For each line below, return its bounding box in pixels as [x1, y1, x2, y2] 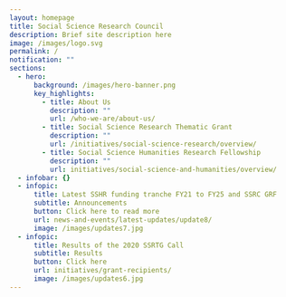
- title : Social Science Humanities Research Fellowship [42, 148, 261, 157]
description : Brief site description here [9, 30, 172, 39]
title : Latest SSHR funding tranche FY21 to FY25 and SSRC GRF [33, 190, 278, 199]
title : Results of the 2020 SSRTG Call [33, 241, 184, 250]
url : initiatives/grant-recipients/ [33, 266, 172, 275]
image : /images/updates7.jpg [33, 224, 144, 233]
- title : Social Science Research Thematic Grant [42, 123, 233, 132]
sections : [9, 64, 47, 73]
